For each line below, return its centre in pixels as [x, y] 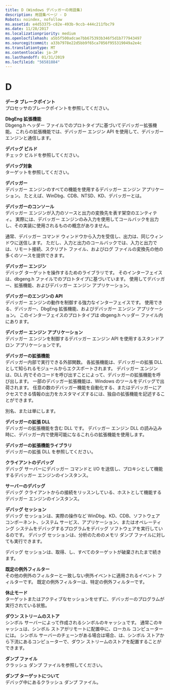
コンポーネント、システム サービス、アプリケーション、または [70, 522]
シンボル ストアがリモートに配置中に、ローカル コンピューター [97, 629]
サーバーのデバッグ [25, 486]
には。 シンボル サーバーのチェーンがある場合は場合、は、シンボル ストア [82, 635]
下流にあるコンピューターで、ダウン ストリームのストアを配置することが [86, 642]
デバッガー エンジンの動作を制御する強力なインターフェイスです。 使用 [79, 302]
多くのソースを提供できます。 [36, 256]
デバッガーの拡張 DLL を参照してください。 [50, 452]
